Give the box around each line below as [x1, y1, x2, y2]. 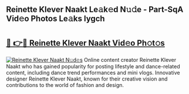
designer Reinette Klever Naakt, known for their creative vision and [6, 75, 168, 82]
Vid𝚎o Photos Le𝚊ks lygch [6, 14, 105, 24]
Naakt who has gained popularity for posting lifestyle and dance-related [6, 63, 180, 69]
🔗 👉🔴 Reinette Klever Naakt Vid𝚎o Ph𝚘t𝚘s [6, 38, 166, 48]
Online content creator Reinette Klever [84, 57, 177, 63]
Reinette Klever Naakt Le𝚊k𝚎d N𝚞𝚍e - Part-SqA [6, 5, 184, 15]
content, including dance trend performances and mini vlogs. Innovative [6, 69, 180, 76]
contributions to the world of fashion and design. [6, 82, 124, 88]
